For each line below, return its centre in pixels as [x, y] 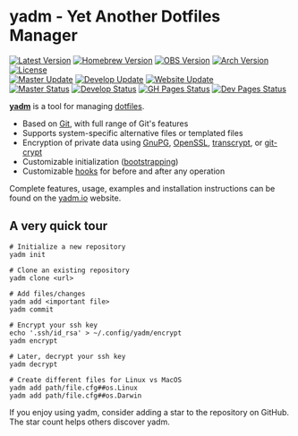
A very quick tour [59, 226]
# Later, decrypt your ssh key [68, 356]
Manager [43, 35]
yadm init [28, 254]
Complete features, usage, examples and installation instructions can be [142, 188]
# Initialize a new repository [68, 247]
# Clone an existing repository [69, 270]
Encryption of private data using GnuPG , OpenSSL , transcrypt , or [142, 142]
